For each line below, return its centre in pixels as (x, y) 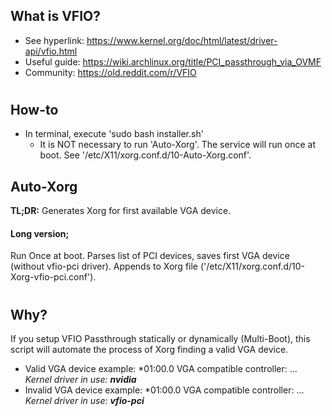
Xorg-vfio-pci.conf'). (53, 277)
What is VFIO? (55, 16)
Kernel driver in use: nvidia (80, 380)
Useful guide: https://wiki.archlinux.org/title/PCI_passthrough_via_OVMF (173, 61)
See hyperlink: (54, 40)
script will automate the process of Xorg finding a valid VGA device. (149, 350)
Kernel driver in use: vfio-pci (84, 401)
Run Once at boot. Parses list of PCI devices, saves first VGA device (150, 256)
